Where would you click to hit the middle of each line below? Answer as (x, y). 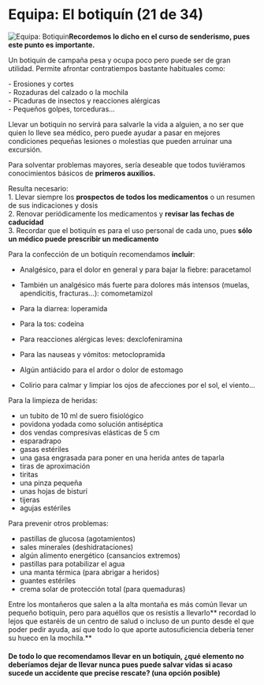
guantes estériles (48, 580)
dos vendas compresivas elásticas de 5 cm (89, 432)
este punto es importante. (52, 44)
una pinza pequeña (51, 483)
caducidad (26, 222)
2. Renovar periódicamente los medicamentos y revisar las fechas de (121, 213)
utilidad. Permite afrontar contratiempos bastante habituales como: (117, 68)
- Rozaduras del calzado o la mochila (68, 92)
